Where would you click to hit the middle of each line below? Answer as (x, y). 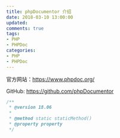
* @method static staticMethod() (50, 119)
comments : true (25, 28)
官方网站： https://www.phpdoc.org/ (50, 79)
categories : (21, 51)
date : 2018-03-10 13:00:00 (40, 17)
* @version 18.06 (30, 108)
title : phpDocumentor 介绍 (39, 12)
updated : (17, 23)
